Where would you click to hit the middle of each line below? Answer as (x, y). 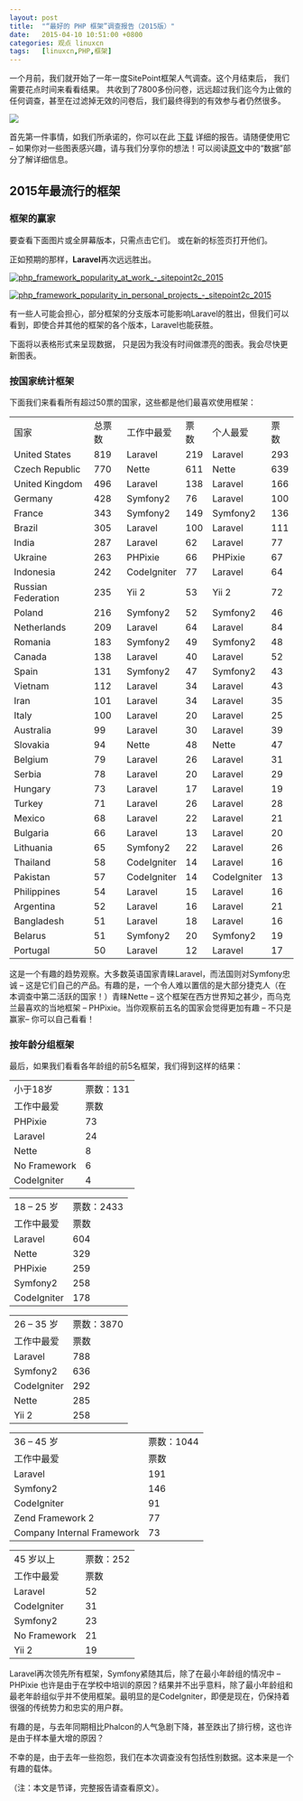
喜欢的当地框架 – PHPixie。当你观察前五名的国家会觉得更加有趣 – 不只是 (158, 1008)
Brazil (26, 528)
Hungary (32, 789)
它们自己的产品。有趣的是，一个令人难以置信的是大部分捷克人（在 (164, 985)
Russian (31, 586)
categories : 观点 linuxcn (56, 43)
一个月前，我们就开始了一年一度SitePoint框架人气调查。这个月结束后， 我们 (150, 79)
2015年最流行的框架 (65, 191)
